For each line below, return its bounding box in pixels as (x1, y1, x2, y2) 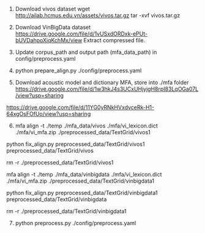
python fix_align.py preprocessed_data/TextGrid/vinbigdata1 (6, 189, 158, 196)
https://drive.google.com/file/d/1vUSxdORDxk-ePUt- (15, 30, 148, 37)
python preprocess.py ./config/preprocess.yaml (15, 220, 136, 226)
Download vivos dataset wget (15, 6, 91, 12)
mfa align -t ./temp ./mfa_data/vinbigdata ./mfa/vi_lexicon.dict (6, 171, 162, 178)
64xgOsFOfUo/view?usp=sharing (6, 110, 91, 117)
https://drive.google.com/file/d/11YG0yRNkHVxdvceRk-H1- (6, 104, 155, 111)
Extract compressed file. (83, 37, 146, 44)
